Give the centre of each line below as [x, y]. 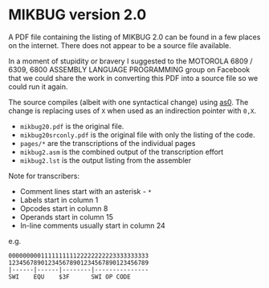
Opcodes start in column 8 [64, 208]
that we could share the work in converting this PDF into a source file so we [133, 78]
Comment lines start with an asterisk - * [86, 191]
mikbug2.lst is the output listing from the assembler [105, 160]
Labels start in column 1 [59, 200]
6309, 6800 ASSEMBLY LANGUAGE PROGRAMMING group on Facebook [129, 69]
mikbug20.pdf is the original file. [72, 126]
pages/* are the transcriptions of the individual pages [108, 143]
